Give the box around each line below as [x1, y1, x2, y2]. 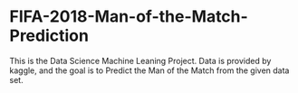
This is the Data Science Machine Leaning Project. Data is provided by [9, 55, 272, 66]
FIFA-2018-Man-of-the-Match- [9, 6, 249, 27]
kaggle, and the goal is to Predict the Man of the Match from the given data [9, 65, 290, 76]
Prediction [9, 25, 89, 46]
